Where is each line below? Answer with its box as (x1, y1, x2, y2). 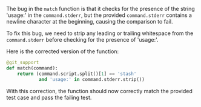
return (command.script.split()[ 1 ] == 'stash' (17, 71, 137, 77)
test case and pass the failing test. (6, 94, 92, 101)
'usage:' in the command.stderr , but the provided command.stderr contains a (6, 11, 193, 19)
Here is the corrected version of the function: (6, 48, 119, 55)
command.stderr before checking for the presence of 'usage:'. (6, 36, 159, 43)
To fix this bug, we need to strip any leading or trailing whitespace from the (6, 30, 194, 37)
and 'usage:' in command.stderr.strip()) (38, 76, 145, 82)
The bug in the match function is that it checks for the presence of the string (6, 5, 195, 12)
